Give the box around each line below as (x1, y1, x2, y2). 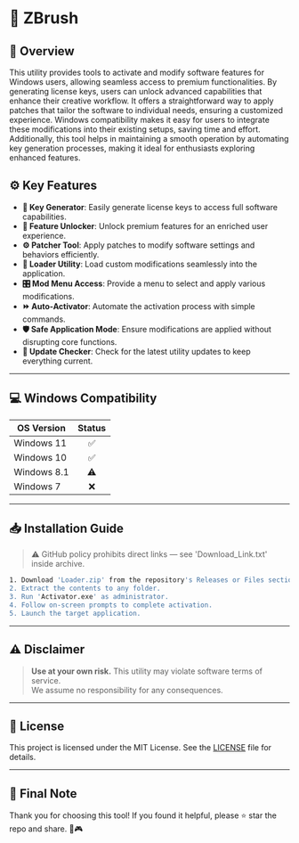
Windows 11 (13, 437, 67, 449)
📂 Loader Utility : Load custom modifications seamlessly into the (21, 258, 258, 269)
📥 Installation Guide (9, 521, 125, 536)
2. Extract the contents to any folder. (9, 584, 162, 593)
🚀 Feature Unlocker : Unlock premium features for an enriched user (21, 220, 269, 231)
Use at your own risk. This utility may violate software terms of (30, 666, 263, 676)
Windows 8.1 (13, 465, 69, 478)
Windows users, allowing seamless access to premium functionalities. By (9, 77, 278, 87)
